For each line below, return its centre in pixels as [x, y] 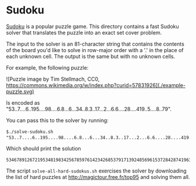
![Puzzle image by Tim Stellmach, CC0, [53, 79]
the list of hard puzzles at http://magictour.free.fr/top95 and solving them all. [98, 177]
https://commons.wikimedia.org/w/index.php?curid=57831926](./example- [96, 85]
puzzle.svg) [20, 91]
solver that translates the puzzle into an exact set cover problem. [84, 32]
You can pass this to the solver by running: [57, 120]
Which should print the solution [44, 148]
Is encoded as [23, 102]
